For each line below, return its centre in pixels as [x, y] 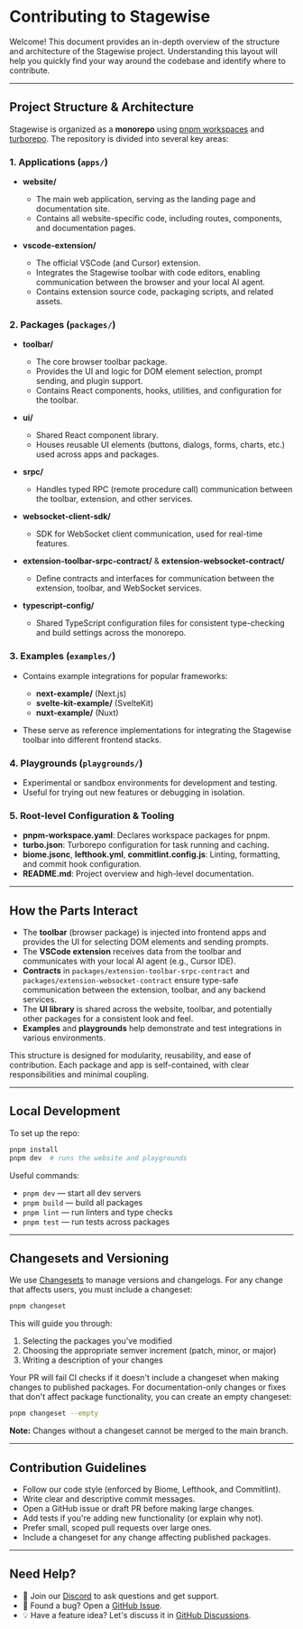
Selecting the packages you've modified [97, 1341]
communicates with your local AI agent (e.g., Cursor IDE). [129, 961]
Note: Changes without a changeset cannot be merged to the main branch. [149, 1431]
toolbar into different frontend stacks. [92, 740]
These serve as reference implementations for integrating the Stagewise [156, 730]
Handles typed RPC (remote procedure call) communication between [164, 489]
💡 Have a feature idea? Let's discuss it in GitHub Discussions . [137, 1615]
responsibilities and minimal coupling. [79, 1075]
